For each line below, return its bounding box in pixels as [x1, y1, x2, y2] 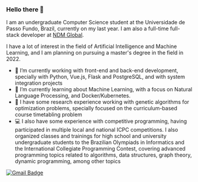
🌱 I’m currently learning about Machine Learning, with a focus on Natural [14, 86, 193, 93]
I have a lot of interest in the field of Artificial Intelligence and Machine [6, 43, 177, 50]
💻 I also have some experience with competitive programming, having [14, 118, 187, 125]
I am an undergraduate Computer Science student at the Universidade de [6, 19, 186, 26]
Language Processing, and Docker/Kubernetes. [14, 92, 131, 100]
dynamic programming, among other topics [14, 158, 121, 165]
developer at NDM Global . [20, 31, 84, 39]
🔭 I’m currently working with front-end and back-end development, [14, 67, 179, 74]
